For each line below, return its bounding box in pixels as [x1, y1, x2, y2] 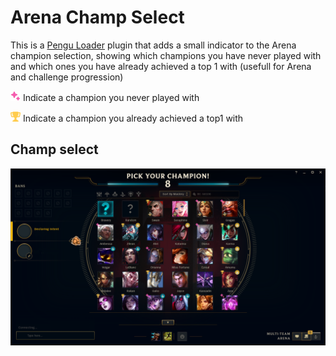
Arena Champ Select [10, 6, 185, 29]
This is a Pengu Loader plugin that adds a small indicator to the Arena [10, 39, 297, 51]
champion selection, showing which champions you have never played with [10, 49, 322, 61]
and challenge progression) [10, 71, 124, 83]
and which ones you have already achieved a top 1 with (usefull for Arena [10, 60, 312, 72]
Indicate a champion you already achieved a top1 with [22, 112, 244, 124]
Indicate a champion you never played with [22, 91, 200, 103]
